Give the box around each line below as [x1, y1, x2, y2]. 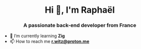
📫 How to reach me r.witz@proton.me [9, 39, 90, 45]
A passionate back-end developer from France [23, 22, 137, 29]
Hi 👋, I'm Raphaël [45, 4, 115, 16]
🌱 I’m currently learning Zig [9, 33, 65, 39]
